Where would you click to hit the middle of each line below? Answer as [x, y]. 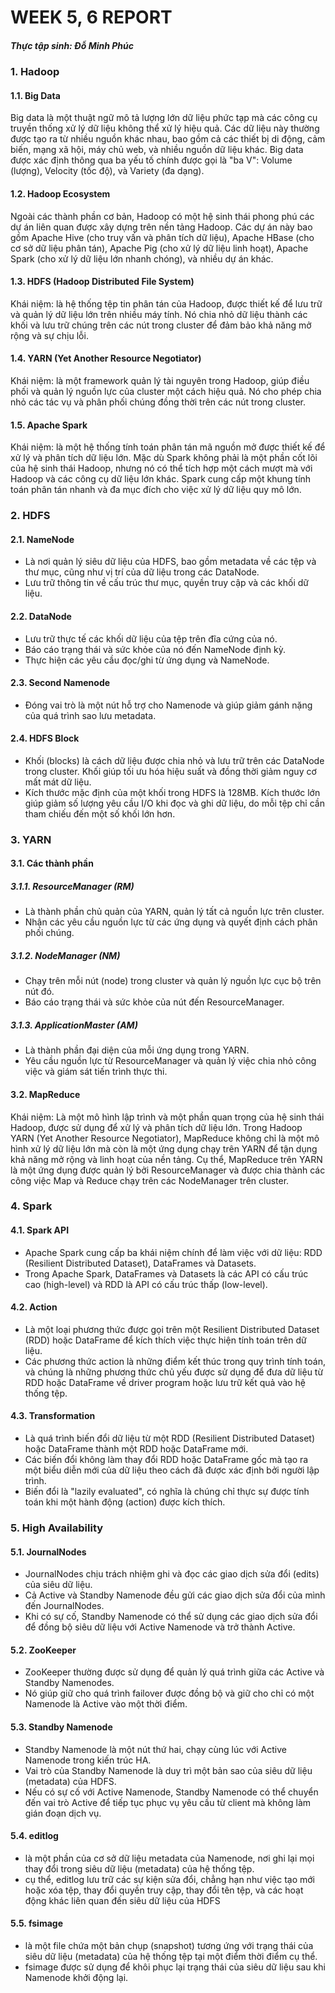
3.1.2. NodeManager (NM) [65, 955]
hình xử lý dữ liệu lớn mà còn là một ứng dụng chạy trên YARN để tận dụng [164, 1148]
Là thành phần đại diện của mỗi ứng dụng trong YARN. [137, 1050]
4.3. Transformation [53, 1416]
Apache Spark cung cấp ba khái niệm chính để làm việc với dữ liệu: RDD [173, 1252]
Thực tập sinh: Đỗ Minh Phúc [72, 45]
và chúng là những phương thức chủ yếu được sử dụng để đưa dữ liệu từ [174, 1372]
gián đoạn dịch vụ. [63, 1813]
